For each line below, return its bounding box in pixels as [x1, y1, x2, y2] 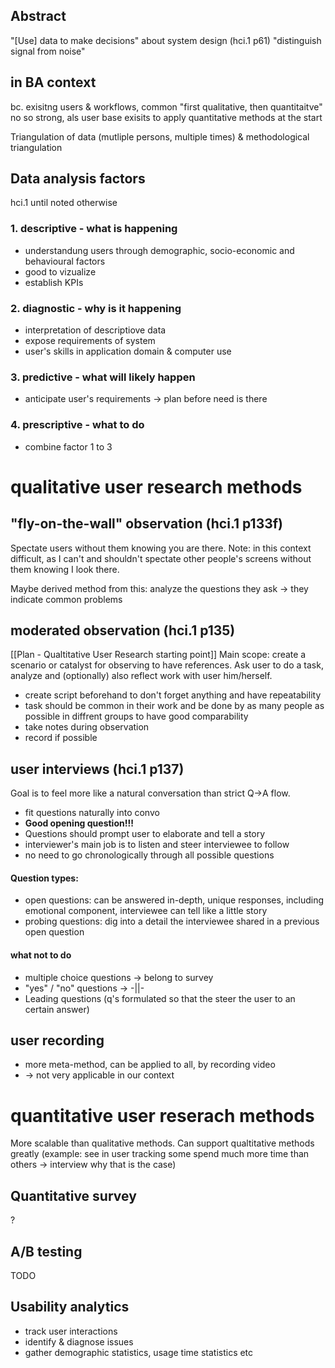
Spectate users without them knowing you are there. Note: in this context [10, 542, 312, 554]
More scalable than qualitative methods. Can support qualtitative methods [10, 1137, 315, 1149]
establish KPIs [24, 276, 84, 288]
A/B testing [10, 1243, 83, 1260]
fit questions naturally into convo [24, 807, 160, 819]
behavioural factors [24, 255, 106, 267]
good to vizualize [24, 265, 97, 278]
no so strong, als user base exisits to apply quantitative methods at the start [10, 111, 323, 123]
